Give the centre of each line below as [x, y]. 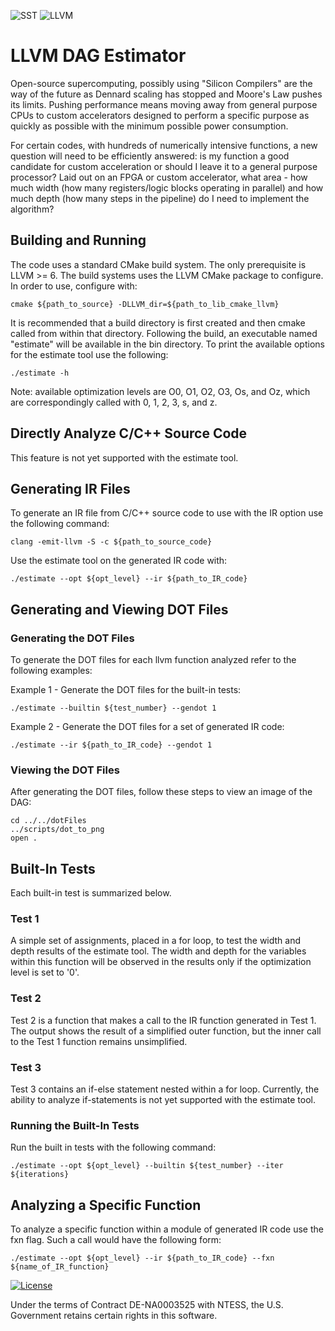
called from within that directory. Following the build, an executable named [164, 333]
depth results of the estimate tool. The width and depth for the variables [158, 951]
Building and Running [78, 240]
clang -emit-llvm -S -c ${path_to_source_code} [111, 542]
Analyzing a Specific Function [106, 1205]
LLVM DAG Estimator [98, 56]
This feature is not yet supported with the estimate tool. [124, 457]
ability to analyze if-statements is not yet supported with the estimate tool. [163, 1100]
